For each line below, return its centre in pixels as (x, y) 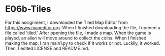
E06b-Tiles (28, 9)
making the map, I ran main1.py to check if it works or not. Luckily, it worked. (82, 43)
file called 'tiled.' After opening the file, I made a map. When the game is (78, 33)
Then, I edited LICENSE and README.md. (47, 48)
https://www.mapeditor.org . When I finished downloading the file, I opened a (83, 27)
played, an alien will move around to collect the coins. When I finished (76, 38)
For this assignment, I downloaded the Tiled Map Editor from (66, 22)
